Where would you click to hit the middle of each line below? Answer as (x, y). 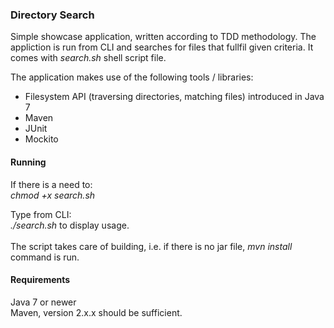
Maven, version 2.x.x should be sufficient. (96, 312)
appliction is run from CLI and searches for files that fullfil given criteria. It (162, 47)
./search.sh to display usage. (70, 225)
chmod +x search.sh (53, 195)
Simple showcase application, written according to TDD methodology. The (163, 37)
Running (28, 162)
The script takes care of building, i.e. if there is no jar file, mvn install (151, 246)
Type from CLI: (41, 214)
